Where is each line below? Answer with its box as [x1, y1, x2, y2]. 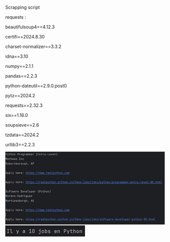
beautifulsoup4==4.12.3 [5, 24, 55, 30]
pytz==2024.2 [5, 93, 35, 98]
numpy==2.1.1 [5, 63, 34, 69]
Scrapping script [5, 5, 40, 10]
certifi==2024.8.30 [5, 34, 45, 39]
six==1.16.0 [5, 112, 28, 118]
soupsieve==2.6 [5, 122, 39, 128]
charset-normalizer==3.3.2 [5, 44, 62, 50]
